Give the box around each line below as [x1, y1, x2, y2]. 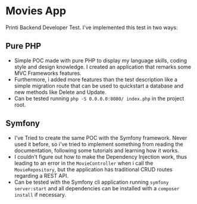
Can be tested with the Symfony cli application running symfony [14, 178, 169, 186]
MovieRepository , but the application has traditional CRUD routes [14, 165, 173, 173]
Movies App [5, 4, 67, 18]
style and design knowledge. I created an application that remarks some [14, 63, 192, 70]
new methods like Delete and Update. [14, 88, 107, 96]
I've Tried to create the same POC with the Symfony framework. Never [14, 134, 187, 141]
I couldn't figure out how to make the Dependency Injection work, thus [14, 153, 187, 160]
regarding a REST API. [14, 172, 69, 179]
